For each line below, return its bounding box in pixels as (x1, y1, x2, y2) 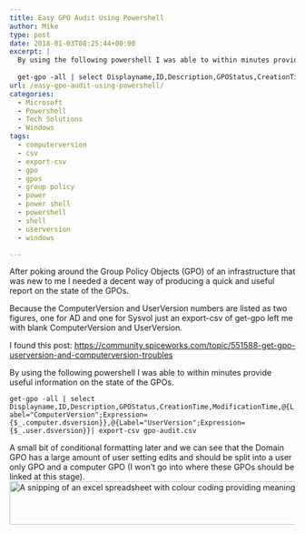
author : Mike (9, 22, 59, 31)
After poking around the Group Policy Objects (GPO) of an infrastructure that (9, 266, 296, 277)
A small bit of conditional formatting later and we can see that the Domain (9, 442, 284, 453)
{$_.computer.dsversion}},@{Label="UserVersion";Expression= (9, 418, 246, 428)
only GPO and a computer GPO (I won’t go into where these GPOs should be (9, 461, 295, 473)
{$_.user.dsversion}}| (9, 427, 95, 436)
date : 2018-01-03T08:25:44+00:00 (9, 38, 136, 48)
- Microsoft (17, 97, 64, 107)
